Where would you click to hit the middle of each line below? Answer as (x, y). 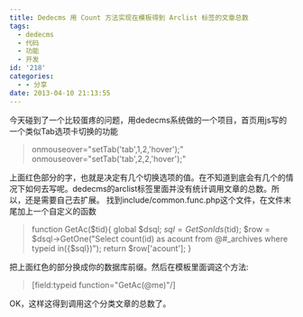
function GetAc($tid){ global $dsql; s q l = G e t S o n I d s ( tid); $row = (151, 229)
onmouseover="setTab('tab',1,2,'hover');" (107, 149)
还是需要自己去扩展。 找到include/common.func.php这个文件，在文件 (154, 200)
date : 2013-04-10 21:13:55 (60, 93)
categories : (32, 77)
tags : (19, 26)
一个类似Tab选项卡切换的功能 (64, 131)
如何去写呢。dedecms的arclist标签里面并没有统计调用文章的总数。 (148, 188)
